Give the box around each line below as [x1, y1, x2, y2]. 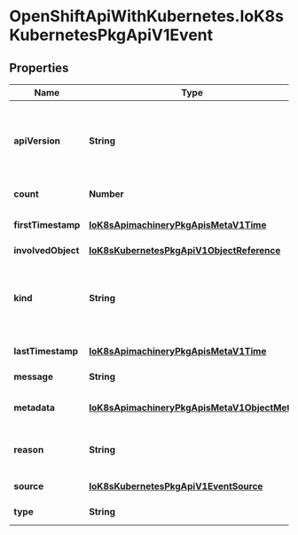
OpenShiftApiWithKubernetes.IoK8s [9, 6, 284, 27]
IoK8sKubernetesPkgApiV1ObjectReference [88, 244, 281, 256]
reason [13, 444, 44, 455]
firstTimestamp [13, 219, 81, 231]
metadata [13, 401, 55, 414]
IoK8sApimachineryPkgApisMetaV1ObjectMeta [88, 401, 295, 414]
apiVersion [13, 135, 60, 147]
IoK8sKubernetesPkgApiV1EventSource [88, 480, 263, 492]
